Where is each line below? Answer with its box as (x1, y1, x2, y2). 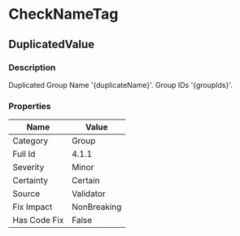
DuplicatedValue (8, 37, 95, 51)
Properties (8, 100, 51, 111)
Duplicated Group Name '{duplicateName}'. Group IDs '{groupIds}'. (8, 80, 233, 90)
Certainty (12, 175, 49, 186)
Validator (72, 188, 106, 199)
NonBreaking (72, 201, 122, 212)
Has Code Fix (12, 215, 64, 226)
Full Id (12, 148, 36, 160)
